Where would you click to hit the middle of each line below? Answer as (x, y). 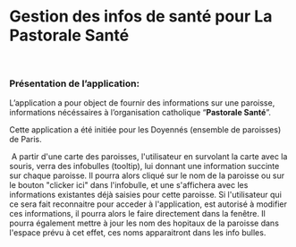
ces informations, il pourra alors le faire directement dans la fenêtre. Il (138, 214)
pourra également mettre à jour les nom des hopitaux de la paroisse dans (144, 223)
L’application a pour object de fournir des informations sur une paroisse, (142, 103)
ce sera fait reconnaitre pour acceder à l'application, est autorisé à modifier (148, 204)
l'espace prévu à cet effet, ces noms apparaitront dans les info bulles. (138, 233)
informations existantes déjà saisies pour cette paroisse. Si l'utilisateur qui (145, 195)
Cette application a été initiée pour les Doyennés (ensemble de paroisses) (145, 130)
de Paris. (25, 140)
